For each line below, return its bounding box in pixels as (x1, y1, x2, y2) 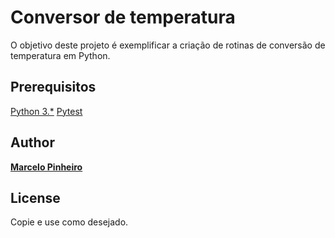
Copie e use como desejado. (10, 216, 129, 228)
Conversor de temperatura (10, 6, 236, 29)
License (10, 189, 61, 206)
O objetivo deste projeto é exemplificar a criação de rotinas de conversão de (10, 39, 326, 51)
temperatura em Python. (10, 49, 111, 61)
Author (10, 134, 55, 151)
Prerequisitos (10, 79, 97, 96)
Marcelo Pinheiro (10, 161, 83, 173)
